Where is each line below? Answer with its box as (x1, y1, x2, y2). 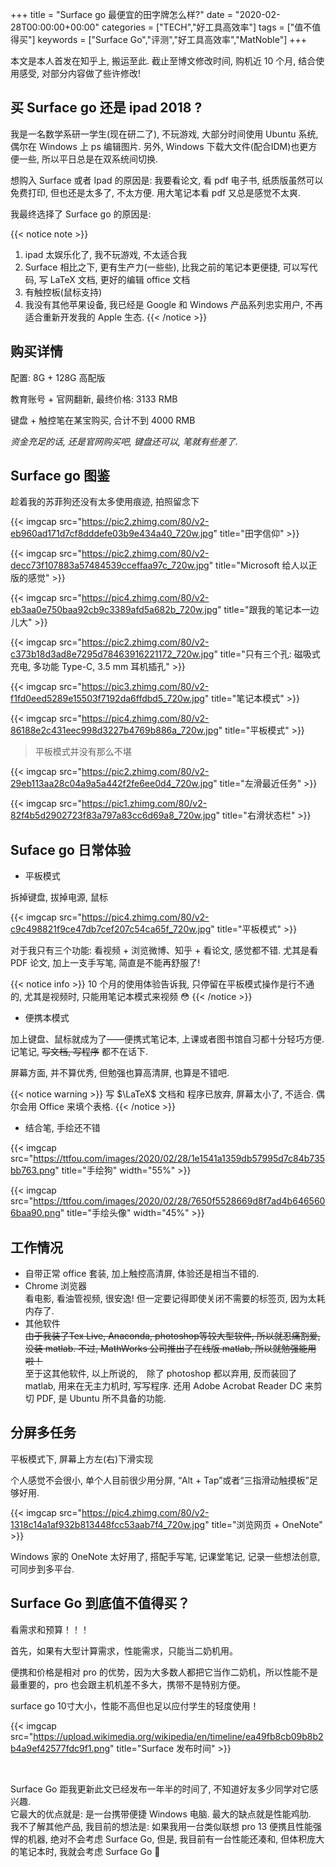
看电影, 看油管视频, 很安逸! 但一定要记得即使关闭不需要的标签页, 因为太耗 (24, 1293, 326, 1305)
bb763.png (10, 1164, 56, 1177)
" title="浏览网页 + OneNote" (204, 1518, 323, 1530)
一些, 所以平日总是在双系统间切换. (18, 153, 159, 165)
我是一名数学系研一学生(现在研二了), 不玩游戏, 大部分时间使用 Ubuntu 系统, (10, 128, 319, 140)
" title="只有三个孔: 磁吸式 (213, 648, 321, 660)
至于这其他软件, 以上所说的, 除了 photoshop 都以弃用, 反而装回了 (24, 1368, 298, 1380)
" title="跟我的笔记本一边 (217, 604, 320, 616)
